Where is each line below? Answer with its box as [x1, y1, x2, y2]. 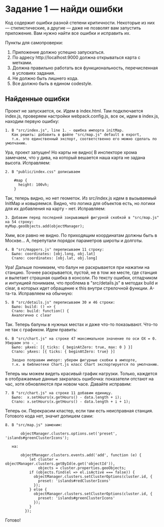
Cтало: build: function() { [11, 308, 69, 313]
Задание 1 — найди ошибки [5, 3, 123, 15]
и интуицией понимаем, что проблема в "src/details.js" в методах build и [5, 280, 158, 286]
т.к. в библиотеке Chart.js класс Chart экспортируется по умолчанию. [11, 362, 160, 367]
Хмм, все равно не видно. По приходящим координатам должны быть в [5, 232, 157, 238]
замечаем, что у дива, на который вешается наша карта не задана [5, 154, 146, 160]
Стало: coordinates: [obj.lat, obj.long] [11, 256, 98, 261]
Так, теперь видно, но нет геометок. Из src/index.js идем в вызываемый [5, 195, 157, 201]
